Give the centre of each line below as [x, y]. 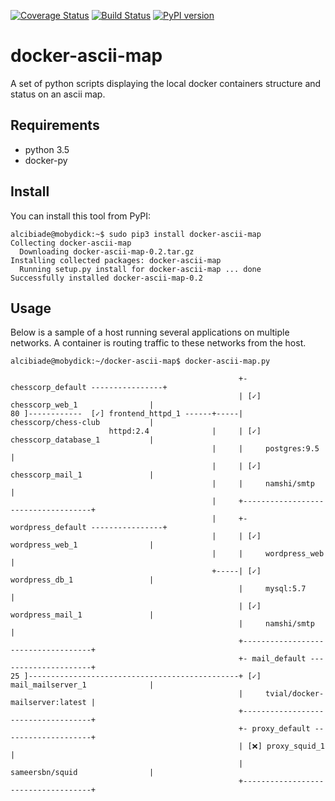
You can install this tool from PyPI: [81, 216]
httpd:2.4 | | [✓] [185, 431]
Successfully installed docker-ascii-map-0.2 [106, 278]
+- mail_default [272, 659]
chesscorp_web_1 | [82, 405]
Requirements [55, 125]
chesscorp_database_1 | [82, 440]
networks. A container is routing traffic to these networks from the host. [158, 343]
